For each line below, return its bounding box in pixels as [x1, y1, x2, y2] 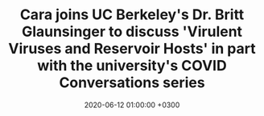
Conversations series [59, 74, 205, 92]
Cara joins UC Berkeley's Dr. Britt [19, 6, 245, 24]
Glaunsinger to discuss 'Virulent [21, 22, 243, 41]
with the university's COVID [36, 57, 228, 75]
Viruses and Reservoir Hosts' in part [8, 40, 256, 58]
